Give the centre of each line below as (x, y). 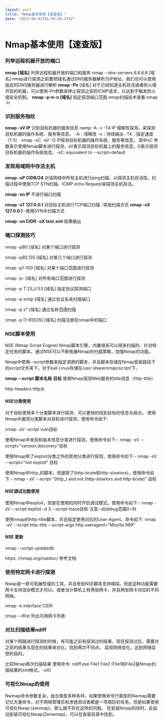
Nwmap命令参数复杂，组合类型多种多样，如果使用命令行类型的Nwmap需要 (81, 696)
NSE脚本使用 (20, 334)
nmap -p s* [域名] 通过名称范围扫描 (41, 309)
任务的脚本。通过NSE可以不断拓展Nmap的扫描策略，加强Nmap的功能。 (81, 351)
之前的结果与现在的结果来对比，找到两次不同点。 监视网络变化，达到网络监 (81, 647)
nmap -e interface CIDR (29, 605)
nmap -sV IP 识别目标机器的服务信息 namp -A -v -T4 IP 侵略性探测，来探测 (80, 128)
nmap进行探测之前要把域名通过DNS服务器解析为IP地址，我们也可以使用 (84, 78)
